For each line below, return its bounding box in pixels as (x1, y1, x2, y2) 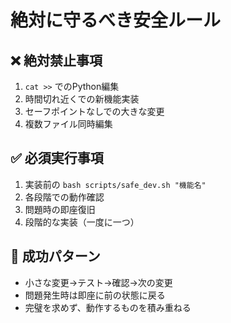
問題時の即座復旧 (24, 203, 96, 215)
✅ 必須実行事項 (10, 150, 104, 167)
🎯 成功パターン (10, 248, 101, 265)
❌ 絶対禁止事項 (10, 52, 103, 69)
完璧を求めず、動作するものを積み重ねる (24, 301, 192, 313)
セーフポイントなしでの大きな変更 (24, 106, 165, 117)
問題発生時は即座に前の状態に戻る (24, 289, 166, 301)
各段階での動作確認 (24, 191, 105, 203)
